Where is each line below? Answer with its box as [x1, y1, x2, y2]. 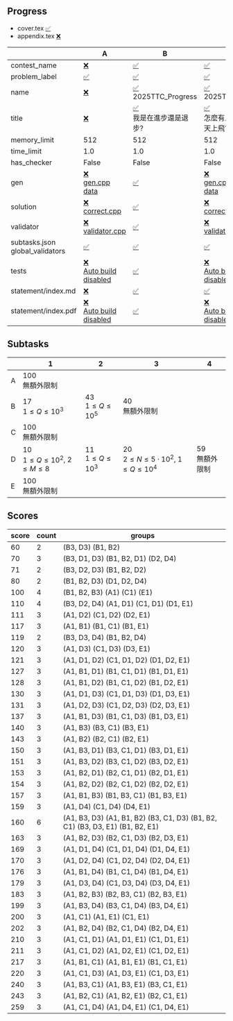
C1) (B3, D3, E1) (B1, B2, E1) [62, 822, 159, 832]
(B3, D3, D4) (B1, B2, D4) [62, 632, 147, 642]
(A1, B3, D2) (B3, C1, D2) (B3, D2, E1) [62, 757, 189, 766]
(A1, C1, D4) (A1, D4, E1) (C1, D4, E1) [62, 1002, 189, 1012]
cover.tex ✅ [17, 24, 51, 32]
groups [130, 530, 155, 540]
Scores [7, 510, 39, 522]
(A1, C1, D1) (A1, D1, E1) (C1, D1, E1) [62, 934, 189, 944]
